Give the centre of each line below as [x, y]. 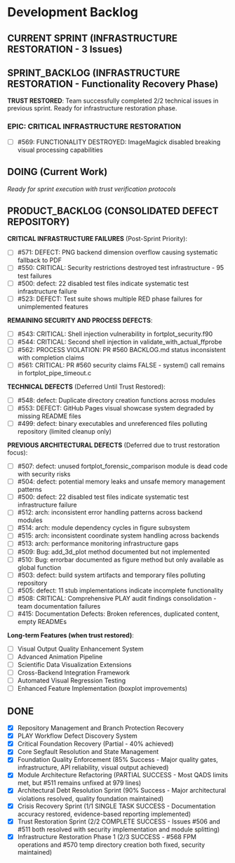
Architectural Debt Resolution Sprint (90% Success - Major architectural [122, 791]
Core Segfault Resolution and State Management [88, 752]
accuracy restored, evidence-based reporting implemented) [104, 814]
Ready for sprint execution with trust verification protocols [92, 189]
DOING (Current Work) [58, 172]
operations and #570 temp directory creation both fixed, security [111, 845]
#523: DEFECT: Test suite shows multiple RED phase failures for [110, 299]
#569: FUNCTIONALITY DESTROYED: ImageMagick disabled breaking [119, 142]
